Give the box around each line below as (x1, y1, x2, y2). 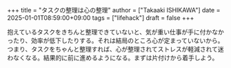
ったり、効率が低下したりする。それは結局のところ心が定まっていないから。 (7, 36, 224, 45)
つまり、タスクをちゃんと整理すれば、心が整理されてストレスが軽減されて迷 (7, 45, 224, 53)
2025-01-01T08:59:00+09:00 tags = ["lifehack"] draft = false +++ (7, 14, 194, 22)
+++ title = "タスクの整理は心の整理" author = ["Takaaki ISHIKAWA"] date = (7, 6, 221, 14)
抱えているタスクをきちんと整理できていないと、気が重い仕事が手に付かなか (7, 28, 224, 36)
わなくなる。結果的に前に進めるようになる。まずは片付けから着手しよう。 (7, 54, 219, 62)
